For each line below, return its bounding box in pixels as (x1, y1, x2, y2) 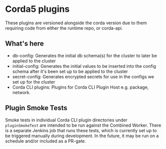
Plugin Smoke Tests (5, 104, 68, 112)
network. (12, 89, 31, 95)
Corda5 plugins (5, 3, 70, 15)
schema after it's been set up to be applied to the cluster (12, 68, 128, 74)
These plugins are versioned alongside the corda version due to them (5, 20, 147, 26)
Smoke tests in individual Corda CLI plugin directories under (5, 117, 128, 123)
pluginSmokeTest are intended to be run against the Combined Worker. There (5, 122, 162, 128)
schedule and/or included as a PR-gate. (5, 138, 86, 144)
